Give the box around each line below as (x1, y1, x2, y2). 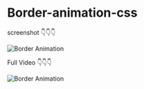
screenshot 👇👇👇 (7, 28, 56, 36)
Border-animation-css (7, 5, 138, 21)
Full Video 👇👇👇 (7, 58, 52, 67)
